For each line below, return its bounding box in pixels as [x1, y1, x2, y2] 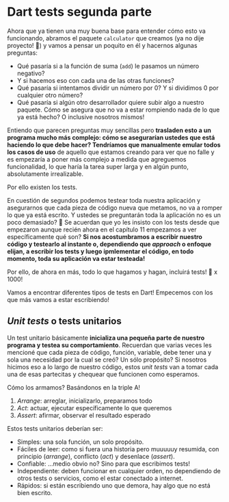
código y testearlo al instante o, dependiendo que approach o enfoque [7, 240, 212, 248]
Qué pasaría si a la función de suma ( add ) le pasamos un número [16, 62, 200, 70]
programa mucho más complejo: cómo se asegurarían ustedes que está [7, 133, 215, 141]
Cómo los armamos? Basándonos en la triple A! [7, 383, 141, 391]
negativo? [16, 69, 45, 77]
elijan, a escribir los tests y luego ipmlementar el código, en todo [7, 247, 194, 255]
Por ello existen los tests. [7, 183, 77, 191]
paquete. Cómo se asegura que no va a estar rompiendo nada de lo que [16, 105, 220, 114]
